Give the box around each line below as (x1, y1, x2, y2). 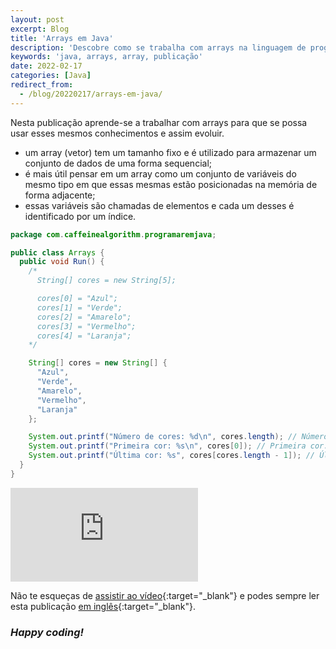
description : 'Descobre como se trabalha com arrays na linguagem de (10, 42, 307, 53)
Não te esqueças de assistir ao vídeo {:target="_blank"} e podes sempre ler (10, 589, 320, 601)
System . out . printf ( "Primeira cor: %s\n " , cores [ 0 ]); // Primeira (28, 441, 307, 451)
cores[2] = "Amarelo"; (36, 312, 132, 322)
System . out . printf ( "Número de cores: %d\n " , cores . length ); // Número (28, 432, 329, 442)
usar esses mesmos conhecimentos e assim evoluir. (10, 127, 225, 139)
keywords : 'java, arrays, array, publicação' (10, 52, 203, 62)
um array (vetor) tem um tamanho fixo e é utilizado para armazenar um (24, 146, 317, 158)
